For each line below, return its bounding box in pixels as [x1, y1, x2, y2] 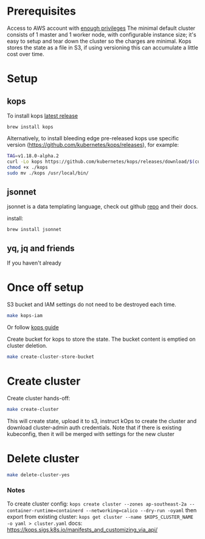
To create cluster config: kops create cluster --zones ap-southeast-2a [7, 500, 187, 507]
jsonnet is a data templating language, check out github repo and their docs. [7, 203, 198, 210]
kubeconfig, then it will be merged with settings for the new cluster [7, 430, 175, 437]
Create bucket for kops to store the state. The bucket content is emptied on [7, 335, 196, 343]
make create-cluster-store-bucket [7, 354, 95, 360]
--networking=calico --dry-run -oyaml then [85, 506, 197, 513]
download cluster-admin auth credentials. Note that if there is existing [7, 424, 182, 431]
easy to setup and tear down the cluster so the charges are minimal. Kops [7, 37, 192, 45]
